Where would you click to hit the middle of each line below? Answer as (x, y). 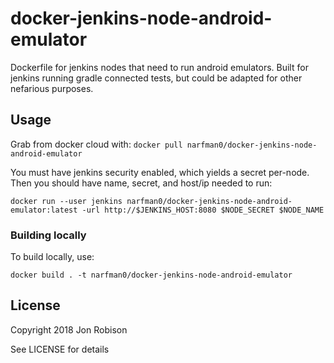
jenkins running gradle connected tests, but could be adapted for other (156, 78)
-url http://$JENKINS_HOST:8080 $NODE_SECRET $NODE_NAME (203, 210)
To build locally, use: (52, 257)
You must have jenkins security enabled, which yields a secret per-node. (160, 172)
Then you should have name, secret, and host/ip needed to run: (141, 183)
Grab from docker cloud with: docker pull (96, 144)
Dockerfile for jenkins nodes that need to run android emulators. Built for (159, 67)
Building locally (48, 235)
